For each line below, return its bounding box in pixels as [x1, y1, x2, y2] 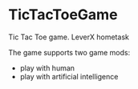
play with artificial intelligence [19, 71, 119, 81]
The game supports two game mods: [8, 47, 131, 57]
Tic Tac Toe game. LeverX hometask [8, 32, 130, 42]
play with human [19, 63, 75, 73]
